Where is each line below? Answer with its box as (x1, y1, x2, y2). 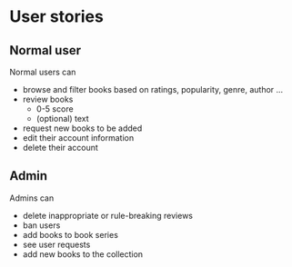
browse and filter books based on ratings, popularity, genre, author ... (22, 84, 284, 94)
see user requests (22, 239, 91, 250)
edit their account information (22, 133, 135, 143)
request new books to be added (22, 123, 143, 133)
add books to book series (22, 229, 118, 240)
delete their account (22, 143, 98, 153)
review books (22, 94, 74, 104)
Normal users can (9, 66, 76, 77)
